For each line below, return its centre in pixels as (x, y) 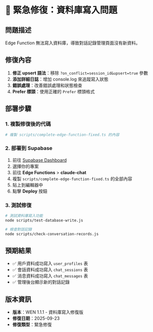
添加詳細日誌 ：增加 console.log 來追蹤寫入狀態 (60, 79)
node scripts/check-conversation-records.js (52, 234)
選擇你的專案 (25, 166)
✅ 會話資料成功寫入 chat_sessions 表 (50, 270)
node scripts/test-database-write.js (44, 220)
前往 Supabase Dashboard (39, 160)
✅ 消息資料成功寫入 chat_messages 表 (50, 276)
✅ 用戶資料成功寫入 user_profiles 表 (50, 264)
